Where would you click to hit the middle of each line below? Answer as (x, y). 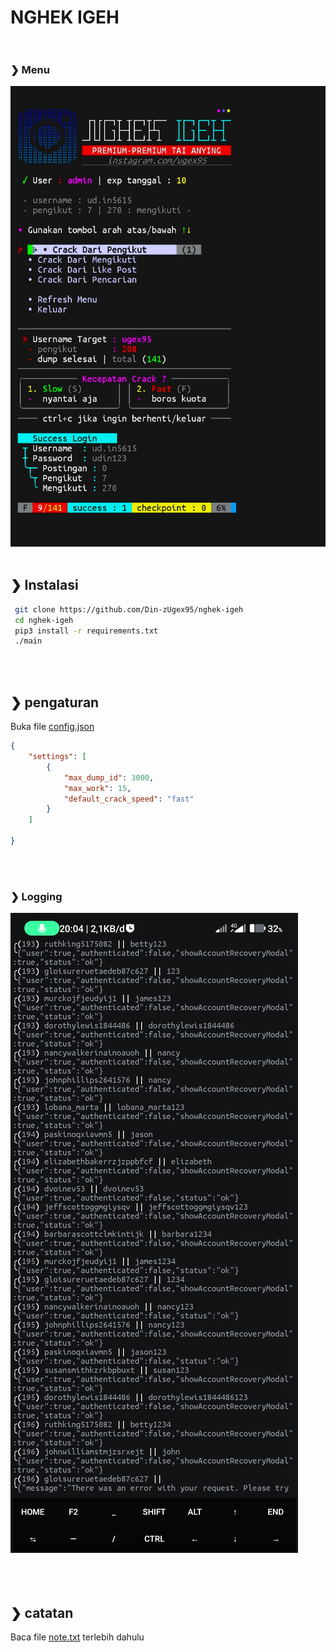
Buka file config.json (52, 727)
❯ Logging (36, 896)
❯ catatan (42, 1612)
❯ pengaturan (55, 702)
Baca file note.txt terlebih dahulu (77, 1637)
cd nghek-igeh (44, 620)
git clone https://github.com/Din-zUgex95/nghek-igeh (129, 609)
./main (28, 641)
